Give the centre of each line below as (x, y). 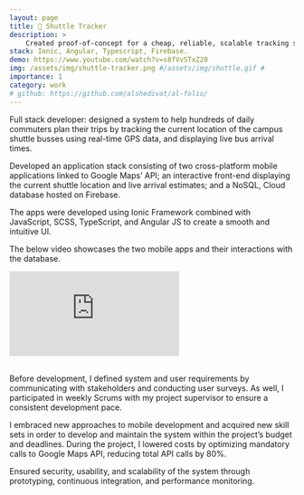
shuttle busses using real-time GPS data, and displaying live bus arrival (142, 138)
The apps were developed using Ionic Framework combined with (130, 212)
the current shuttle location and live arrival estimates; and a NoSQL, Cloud (147, 185)
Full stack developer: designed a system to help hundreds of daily (132, 119)
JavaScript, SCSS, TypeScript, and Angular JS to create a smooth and (140, 222)
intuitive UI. (30, 231)
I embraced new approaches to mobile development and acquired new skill (149, 424)
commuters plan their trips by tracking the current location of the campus (146, 129)
